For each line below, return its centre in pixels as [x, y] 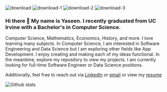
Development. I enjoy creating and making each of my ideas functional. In [82, 54]
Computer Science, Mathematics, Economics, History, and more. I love [79, 38]
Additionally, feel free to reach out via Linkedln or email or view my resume [83, 75]
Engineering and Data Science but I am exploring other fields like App [78, 49]
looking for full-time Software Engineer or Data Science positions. [74, 65]
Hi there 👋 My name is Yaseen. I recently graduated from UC [81, 21]
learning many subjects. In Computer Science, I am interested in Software [82, 43]
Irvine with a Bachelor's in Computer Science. [63, 27]
